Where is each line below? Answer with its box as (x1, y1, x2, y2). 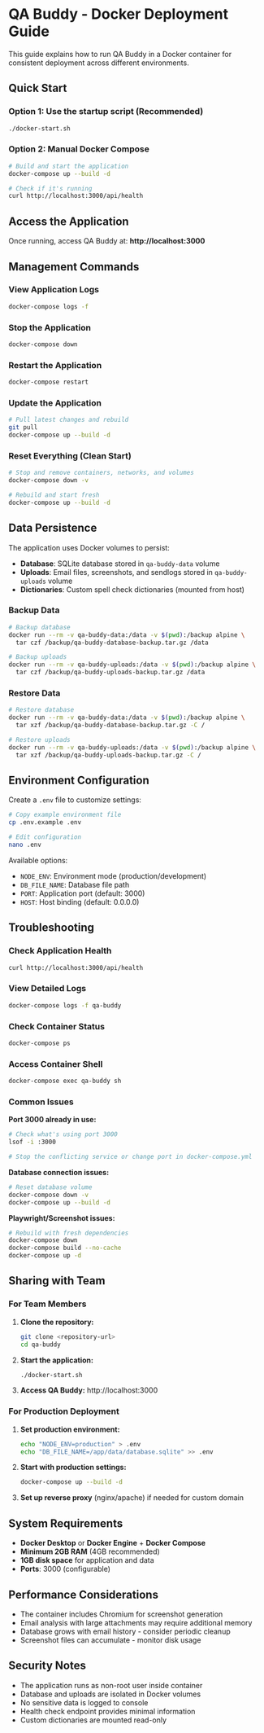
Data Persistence (8, 521, 97, 535)
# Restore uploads (8, 736, 71, 744)
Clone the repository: (19, 1317, 94, 1327)
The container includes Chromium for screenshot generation (19, 1609, 223, 1619)
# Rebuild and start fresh (8, 490, 100, 499)
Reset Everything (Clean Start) (8, 450, 132, 461)
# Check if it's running (8, 184, 93, 192)
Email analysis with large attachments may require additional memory (19, 1617, 253, 1627)
